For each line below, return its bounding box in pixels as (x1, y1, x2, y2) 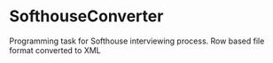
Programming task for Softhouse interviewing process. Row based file (9, 35, 265, 46)
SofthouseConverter (9, 6, 164, 27)
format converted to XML (9, 44, 102, 55)
